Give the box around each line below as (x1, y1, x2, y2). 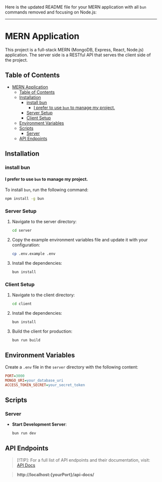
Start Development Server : (12, 421, 67, 427)
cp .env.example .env (12, 252, 55, 257)
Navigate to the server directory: (12, 219, 77, 225)
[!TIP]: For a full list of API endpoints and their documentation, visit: (16, 457, 150, 463)
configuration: (12, 242, 40, 248)
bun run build (12, 338, 40, 343)
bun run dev (12, 431, 36, 436)
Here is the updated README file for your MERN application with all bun (5, 4, 147, 10)
